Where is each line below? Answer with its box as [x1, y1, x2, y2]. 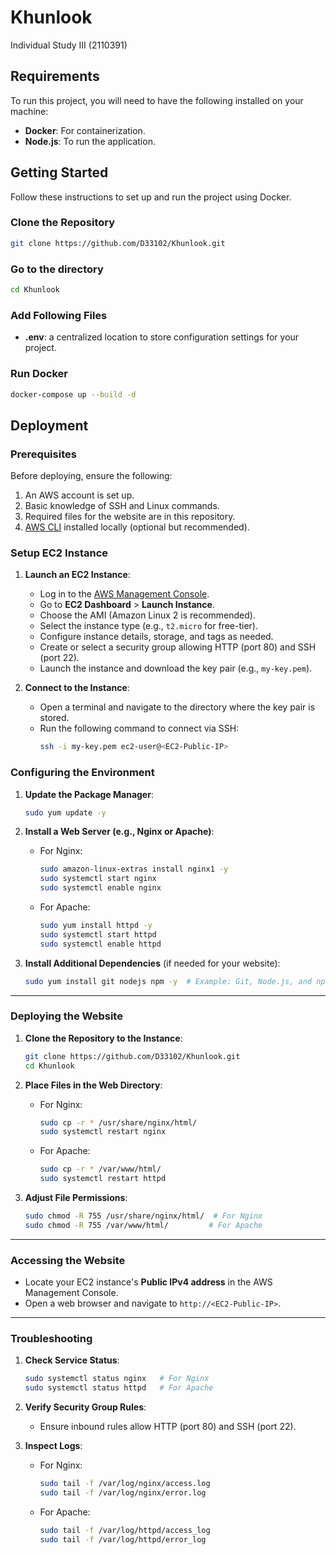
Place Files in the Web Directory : [24, 1079, 163, 1091]
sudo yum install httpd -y [39, 921, 153, 931]
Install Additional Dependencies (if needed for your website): [24, 957, 281, 969]
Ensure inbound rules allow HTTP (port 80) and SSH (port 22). [39, 1421, 297, 1433]
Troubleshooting [10, 1332, 93, 1346]
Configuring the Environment [10, 766, 155, 780]
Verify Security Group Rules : [24, 1401, 147, 1413]
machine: [10, 105, 49, 117]
